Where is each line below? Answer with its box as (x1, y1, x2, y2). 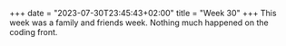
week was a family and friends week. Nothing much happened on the (9, 17, 270, 28)
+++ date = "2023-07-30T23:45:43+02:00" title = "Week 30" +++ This (9, 8, 277, 18)
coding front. (9, 27, 58, 37)
